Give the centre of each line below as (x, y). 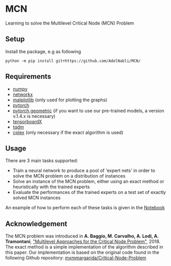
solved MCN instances (37, 198)
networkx (23, 94)
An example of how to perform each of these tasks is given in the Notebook (85, 208)
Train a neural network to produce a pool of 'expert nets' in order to (84, 171)
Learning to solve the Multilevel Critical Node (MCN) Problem (70, 23)
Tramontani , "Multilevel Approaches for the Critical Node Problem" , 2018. (83, 241)
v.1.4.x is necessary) (34, 116)
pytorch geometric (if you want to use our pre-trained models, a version (89, 110)
